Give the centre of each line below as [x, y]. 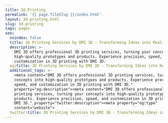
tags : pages [17, 29]
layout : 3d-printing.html [32, 19]
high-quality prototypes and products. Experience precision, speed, [88, 56]
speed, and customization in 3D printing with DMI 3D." [74, 84]
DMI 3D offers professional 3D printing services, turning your [82, 52]
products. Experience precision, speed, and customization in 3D [84, 98]
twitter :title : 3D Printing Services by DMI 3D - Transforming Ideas [83, 113]
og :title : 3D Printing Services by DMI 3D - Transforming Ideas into [83, 66]
